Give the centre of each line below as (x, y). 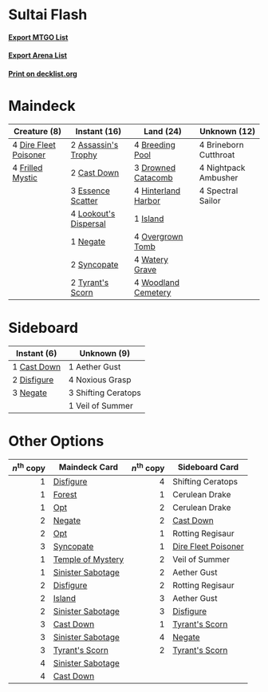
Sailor (210, 200)
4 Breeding (155, 144)
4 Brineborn (222, 144)
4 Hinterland (158, 191)
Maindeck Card (88, 467)
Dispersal (88, 223)
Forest (65, 495)
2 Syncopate (95, 264)
